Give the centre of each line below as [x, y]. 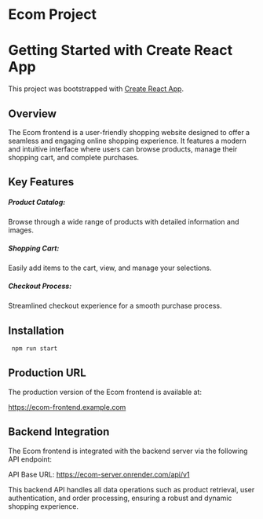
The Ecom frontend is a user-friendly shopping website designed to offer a [129, 132]
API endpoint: [30, 459]
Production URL [47, 373]
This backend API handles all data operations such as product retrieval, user [131, 489]
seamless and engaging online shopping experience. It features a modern [127, 141]
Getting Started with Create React [121, 51]
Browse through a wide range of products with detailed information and [124, 222]
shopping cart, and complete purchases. [74, 157]
